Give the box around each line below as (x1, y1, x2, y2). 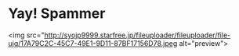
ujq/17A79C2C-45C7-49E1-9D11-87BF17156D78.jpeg (8, 38, 178, 47)
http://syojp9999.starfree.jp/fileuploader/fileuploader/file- (44, 30, 231, 40)
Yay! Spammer (8, 5, 106, 23)
